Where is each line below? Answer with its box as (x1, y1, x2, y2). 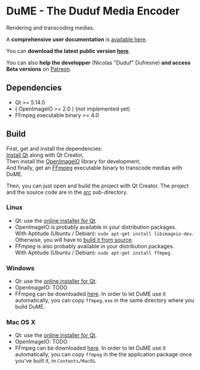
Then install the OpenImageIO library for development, (6, 157, 141, 165)
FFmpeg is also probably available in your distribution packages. (14, 242, 175, 250)
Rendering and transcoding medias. (6, 24, 95, 31)
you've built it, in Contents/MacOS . (14, 357, 97, 365)
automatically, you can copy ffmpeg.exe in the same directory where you (14, 297, 195, 304)
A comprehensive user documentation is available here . (6, 35, 147, 43)
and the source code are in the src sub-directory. (6, 188, 128, 196)
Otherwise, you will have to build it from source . (14, 236, 133, 243)
